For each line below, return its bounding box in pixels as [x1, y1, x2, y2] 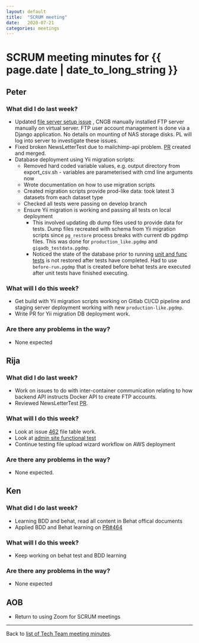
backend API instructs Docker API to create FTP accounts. [14, 393, 157, 400]
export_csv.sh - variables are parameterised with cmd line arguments [23, 168, 193, 176]
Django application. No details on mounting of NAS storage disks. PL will [14, 131, 192, 138]
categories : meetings [6, 25, 60, 31]
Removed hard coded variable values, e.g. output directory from [23, 163, 181, 170]
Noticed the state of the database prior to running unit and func [32, 250, 188, 258]
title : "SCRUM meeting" [6, 14, 68, 20]
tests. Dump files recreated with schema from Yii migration [32, 225, 176, 233]
